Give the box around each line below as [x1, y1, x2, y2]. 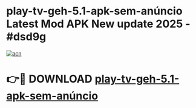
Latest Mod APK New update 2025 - [6, 17, 191, 31]
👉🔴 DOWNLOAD [6, 72, 93, 86]
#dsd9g [6, 30, 47, 43]
